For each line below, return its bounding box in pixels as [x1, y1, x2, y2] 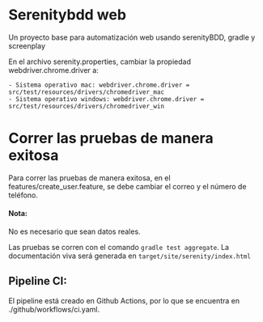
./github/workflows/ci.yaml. [8, 304, 100, 314]
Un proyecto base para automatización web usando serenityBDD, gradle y [8, 32, 256, 42]
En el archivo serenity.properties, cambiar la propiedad [8, 57, 192, 66]
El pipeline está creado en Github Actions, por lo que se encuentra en [8, 295, 240, 305]
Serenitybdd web [8, 6, 127, 24]
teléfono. [8, 190, 39, 200]
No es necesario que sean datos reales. [8, 227, 141, 236]
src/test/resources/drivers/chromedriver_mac [8, 87, 164, 96]
